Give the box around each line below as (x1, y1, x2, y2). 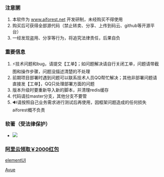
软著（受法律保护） (5, 120, 51, 127)
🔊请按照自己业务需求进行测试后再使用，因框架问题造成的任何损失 (12, 99, 147, 105)
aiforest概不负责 (12, 107, 45, 113)
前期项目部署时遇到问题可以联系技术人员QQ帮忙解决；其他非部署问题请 (12, 74, 158, 80)
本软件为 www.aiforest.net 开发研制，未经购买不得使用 (12, 16, 123, 23)
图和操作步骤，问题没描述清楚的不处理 (12, 68, 90, 74)
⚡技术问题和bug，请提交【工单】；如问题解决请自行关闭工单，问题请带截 (12, 61, 159, 67)
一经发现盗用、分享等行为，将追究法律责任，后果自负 (12, 35, 121, 41)
